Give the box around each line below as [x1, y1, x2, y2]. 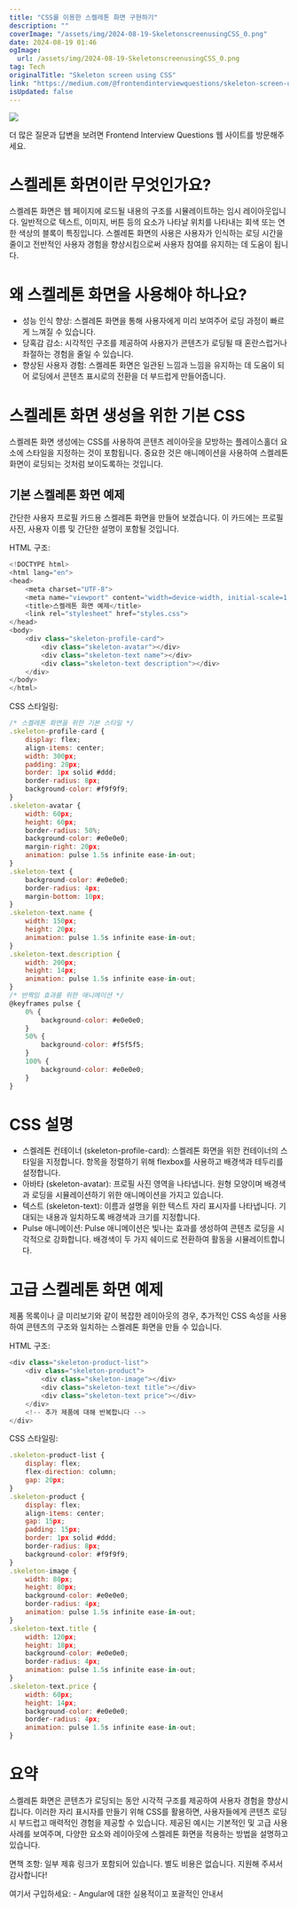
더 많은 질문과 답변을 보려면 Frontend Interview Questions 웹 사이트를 [9, 130, 255, 140]
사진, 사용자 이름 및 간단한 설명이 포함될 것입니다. [9, 524, 180, 534]
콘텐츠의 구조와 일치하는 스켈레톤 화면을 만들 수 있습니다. [25, 1321, 223, 1332]
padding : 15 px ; [25, 1526, 82, 1534]
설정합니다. [21, 1168, 61, 1179]
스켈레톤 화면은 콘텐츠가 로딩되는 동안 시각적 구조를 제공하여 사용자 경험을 [9, 1794, 265, 1806]
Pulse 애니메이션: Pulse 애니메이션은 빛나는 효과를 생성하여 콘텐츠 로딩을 [21, 1223, 276, 1234]
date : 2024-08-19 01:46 [9, 37, 98, 47]
